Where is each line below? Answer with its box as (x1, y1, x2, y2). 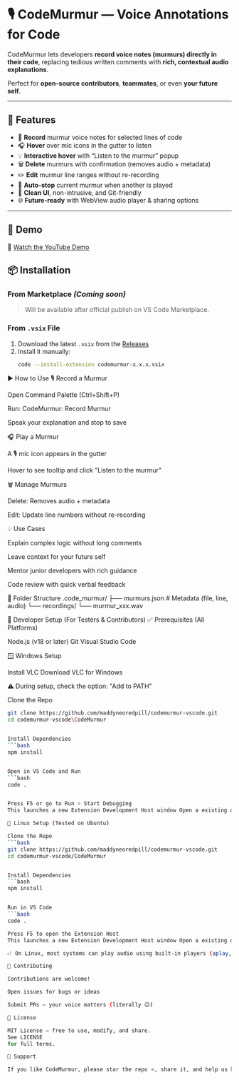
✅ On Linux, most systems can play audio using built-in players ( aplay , (7, 949, 233, 957)
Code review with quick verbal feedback (7, 580, 126, 589)
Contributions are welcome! (7, 976, 91, 983)
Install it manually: (17, 347, 71, 355)
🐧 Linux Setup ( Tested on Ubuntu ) (7, 819, 110, 827)
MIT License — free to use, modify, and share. (7, 1026, 152, 1034)
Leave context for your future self (7, 552, 106, 561)
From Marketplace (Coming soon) (7, 289, 126, 299)
